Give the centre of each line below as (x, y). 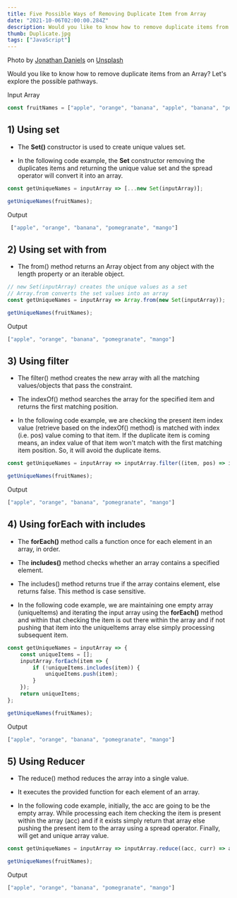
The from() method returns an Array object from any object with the (116, 267)
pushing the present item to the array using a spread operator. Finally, (119, 828)
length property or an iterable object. (71, 274)
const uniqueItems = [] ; (56, 654)
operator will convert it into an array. (70, 175)
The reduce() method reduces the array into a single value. (103, 778)
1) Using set (34, 130)
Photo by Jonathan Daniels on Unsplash (65, 60)
